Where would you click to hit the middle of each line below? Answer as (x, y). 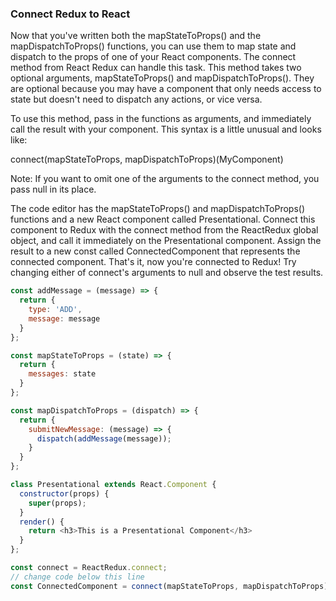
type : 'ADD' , (55, 310)
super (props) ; (57, 503)
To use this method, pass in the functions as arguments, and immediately (161, 119)
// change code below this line (77, 577)
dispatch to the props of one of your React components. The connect (153, 57)
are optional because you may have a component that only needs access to (166, 89)
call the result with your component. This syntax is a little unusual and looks (166, 129)
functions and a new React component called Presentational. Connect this (163, 219)
